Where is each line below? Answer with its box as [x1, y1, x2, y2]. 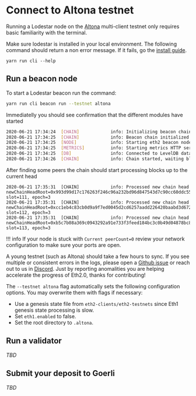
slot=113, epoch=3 [6, 225, 51, 231]
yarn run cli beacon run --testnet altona [6, 101, 111, 106]
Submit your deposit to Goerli [6, 369, 116, 378]
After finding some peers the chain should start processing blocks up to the [6, 166, 188, 173]
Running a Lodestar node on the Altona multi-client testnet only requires [6, 23, 180, 30]
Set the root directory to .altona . [14, 319, 94, 326]
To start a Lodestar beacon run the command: [6, 89, 117, 97]
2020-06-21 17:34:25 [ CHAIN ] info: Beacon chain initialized [6, 134, 190, 140]
